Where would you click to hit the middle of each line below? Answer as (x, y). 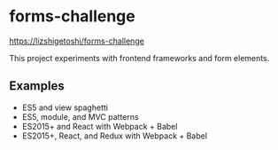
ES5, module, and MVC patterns (80, 116)
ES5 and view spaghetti (65, 107)
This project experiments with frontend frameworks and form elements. (139, 58)
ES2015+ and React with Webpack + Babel (100, 126)
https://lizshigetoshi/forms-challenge (77, 41)
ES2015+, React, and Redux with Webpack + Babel (115, 136)
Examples (37, 86)
